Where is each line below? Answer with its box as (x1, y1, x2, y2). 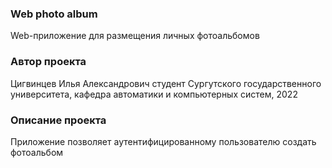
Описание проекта (10, 113, 107, 127)
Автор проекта (10, 55, 87, 69)
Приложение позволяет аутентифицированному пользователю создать (10, 135, 317, 147)
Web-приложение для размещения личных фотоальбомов (10, 30, 260, 42)
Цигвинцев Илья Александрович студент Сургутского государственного (10, 77, 322, 89)
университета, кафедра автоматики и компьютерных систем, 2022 (10, 88, 298, 100)
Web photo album (10, 7, 98, 21)
